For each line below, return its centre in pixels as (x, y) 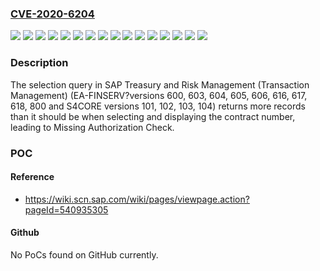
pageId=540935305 (66, 209)
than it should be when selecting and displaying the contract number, (153, 116)
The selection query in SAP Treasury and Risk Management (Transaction (160, 84)
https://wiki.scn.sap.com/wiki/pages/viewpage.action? (137, 199)
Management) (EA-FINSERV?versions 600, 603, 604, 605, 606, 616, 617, (159, 95)
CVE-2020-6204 (52, 14)
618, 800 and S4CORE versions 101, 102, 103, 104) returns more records (158, 106)
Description (39, 63)
